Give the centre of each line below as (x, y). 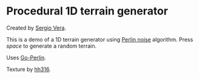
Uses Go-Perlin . (26, 57)
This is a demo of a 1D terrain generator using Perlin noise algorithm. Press (100, 39)
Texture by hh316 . (29, 69)
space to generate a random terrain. (52, 46)
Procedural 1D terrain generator (87, 11)
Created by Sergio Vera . (36, 28)
